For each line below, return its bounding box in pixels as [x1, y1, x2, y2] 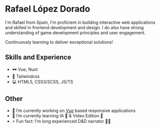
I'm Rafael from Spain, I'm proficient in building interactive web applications [5, 19, 156, 25]
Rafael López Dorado [5, 3, 90, 15]
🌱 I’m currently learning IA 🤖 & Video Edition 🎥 [12, 113, 103, 118]
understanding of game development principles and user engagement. [5, 30, 146, 35]
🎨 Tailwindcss [12, 73, 40, 79]
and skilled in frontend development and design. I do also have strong [5, 24, 144, 30]
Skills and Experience [5, 53, 72, 62]
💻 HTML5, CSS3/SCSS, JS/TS [12, 79, 73, 84]
